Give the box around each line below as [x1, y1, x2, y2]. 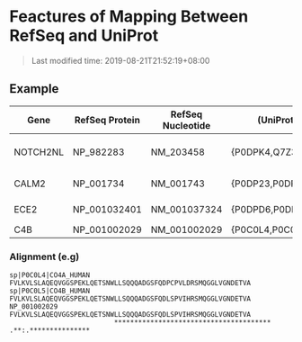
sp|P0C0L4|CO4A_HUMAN [9, 271, 91, 280]
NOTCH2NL [13, 146, 65, 158]
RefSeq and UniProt [9, 25, 159, 46]
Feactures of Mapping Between [9, 6, 249, 27]
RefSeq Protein [74, 113, 141, 126]
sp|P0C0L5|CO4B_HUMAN [9, 286, 91, 296]
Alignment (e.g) [9, 250, 80, 263]
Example [9, 81, 59, 96]
